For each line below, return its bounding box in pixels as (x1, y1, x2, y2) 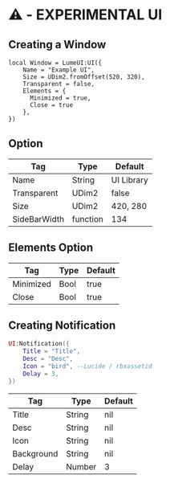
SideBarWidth (12, 213, 65, 224)
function (71, 213, 104, 224)
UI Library (111, 174, 148, 186)
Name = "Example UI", (22, 66, 95, 74)
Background (12, 448, 59, 459)
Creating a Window (8, 38, 107, 51)
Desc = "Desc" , (22, 355, 74, 363)
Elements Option (8, 241, 94, 255)
